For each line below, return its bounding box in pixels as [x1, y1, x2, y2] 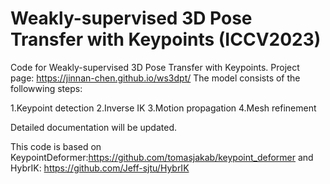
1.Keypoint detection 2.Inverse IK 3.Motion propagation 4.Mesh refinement [10, 102, 317, 114]
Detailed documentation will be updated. [10, 121, 177, 133]
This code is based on [10, 140, 102, 152]
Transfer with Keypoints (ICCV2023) [10, 28, 322, 51]
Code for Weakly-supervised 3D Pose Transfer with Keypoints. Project [10, 61, 300, 73]
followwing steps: [10, 82, 83, 94]
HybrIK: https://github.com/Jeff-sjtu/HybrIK [10, 162, 190, 174]
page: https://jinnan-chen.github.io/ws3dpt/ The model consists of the [10, 72, 301, 84]
